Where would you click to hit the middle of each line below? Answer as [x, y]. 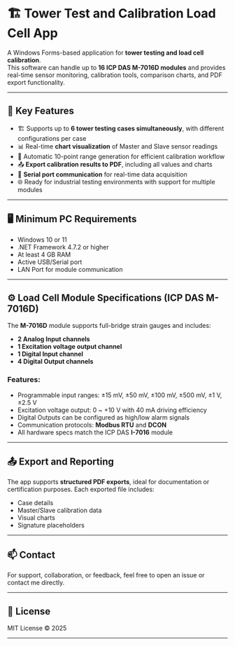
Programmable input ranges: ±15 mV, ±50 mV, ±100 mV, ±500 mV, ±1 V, [120, 395]
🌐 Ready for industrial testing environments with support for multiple [116, 181]
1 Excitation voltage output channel [70, 347]
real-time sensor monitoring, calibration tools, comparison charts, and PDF [115, 75]
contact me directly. [36, 583]
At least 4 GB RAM [44, 254]
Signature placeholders [51, 525]
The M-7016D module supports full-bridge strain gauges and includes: [109, 326]
